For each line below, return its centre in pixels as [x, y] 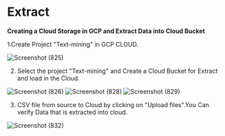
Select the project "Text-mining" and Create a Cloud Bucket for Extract [117, 71]
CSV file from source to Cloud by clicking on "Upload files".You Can [113, 104]
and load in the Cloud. [49, 78]
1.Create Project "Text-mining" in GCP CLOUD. [73, 44]
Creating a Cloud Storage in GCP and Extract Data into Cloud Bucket [106, 31]
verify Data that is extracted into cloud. [72, 112]
